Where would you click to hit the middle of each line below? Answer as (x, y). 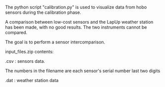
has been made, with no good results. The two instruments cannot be (76, 27)
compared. (16, 32)
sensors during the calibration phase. (43, 12)
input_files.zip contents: (29, 52)
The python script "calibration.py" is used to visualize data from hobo (76, 7)
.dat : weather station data (32, 80)
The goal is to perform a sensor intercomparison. (55, 42)
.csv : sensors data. (25, 61)
